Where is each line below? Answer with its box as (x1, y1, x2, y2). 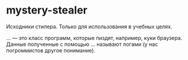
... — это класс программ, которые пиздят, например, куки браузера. (6, 34, 183, 41)
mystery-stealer (6, 4, 87, 17)
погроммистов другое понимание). (6, 46, 96, 54)
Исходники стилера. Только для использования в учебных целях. (6, 23, 173, 30)
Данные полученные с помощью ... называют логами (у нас (6, 41, 158, 48)
